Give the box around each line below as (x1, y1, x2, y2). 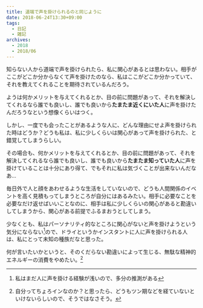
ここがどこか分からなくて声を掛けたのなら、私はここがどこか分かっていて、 (6, 73, 196, 80)
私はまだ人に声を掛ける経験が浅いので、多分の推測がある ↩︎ (14, 275, 164, 282)
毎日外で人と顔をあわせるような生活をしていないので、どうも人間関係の (6, 185, 186, 192)
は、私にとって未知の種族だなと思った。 (6, 236, 107, 243)
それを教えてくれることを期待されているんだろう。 (6, 80, 132, 88)
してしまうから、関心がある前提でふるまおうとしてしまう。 (6, 207, 154, 214)
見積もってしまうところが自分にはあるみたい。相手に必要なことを (32, 192, 197, 199)
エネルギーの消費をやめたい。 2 (6, 255, 83, 263)
